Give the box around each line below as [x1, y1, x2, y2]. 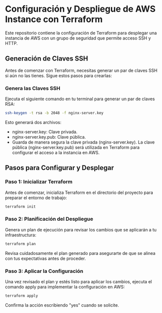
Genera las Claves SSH [5, 84, 61, 91]
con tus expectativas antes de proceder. [5, 255, 86, 261]
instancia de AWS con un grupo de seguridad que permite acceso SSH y [5, 35, 151, 41]
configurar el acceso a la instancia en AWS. [12, 149, 100, 155]
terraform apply [5, 293, 38, 298]
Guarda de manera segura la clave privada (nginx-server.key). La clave [12, 139, 155, 145]
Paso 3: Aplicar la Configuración [5, 268, 84, 274]
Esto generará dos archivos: [5, 119, 62, 125]
